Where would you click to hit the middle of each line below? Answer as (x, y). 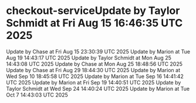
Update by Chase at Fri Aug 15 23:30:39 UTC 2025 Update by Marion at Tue (98, 51)
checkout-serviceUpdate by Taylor (93, 11)
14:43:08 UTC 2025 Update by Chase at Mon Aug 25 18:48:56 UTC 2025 (94, 64)
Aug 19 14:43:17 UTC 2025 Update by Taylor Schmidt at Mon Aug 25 (89, 58)
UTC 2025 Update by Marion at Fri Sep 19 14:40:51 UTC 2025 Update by (94, 82)
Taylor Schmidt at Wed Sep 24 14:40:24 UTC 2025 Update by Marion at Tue (98, 88)
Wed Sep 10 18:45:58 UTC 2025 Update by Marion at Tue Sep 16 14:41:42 (95, 76)
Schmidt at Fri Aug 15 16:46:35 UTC (94, 23)
